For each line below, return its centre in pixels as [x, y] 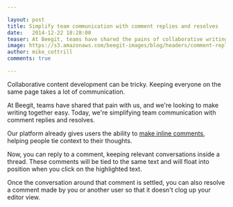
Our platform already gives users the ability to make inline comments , [106, 133]
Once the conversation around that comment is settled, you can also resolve [116, 182]
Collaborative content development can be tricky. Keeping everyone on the [114, 84]
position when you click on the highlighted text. [75, 169]
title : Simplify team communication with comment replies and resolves [113, 26]
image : [17, 46]
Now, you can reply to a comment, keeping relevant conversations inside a [114, 154]
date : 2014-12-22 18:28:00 [49, 33]
